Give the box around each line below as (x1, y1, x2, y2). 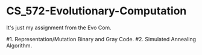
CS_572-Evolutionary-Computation (6, 4, 187, 18)
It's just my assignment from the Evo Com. (6, 24, 112, 31)
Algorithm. (6, 42, 32, 49)
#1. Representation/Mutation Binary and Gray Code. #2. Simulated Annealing (6, 35, 197, 42)
